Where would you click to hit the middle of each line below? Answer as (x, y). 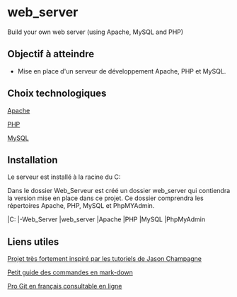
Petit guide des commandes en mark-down (70, 272)
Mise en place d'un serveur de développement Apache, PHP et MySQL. (122, 71)
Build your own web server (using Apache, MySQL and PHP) (96, 32)
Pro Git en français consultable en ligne (65, 286)
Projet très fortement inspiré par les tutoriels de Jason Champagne (104, 259)
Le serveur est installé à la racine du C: (64, 177)
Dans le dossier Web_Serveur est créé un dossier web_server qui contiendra (119, 191)
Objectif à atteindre (51, 54)
